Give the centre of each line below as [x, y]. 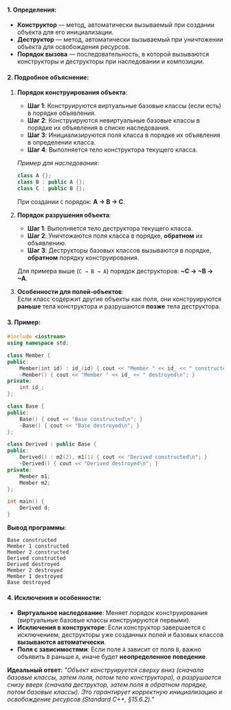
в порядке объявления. [62, 113]
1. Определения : [32, 10]
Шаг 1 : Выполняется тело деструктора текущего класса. [110, 229]
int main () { [26, 502]
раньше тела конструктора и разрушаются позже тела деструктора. [119, 306]
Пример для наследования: [58, 163]
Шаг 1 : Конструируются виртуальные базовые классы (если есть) [124, 106]
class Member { [29, 355]
